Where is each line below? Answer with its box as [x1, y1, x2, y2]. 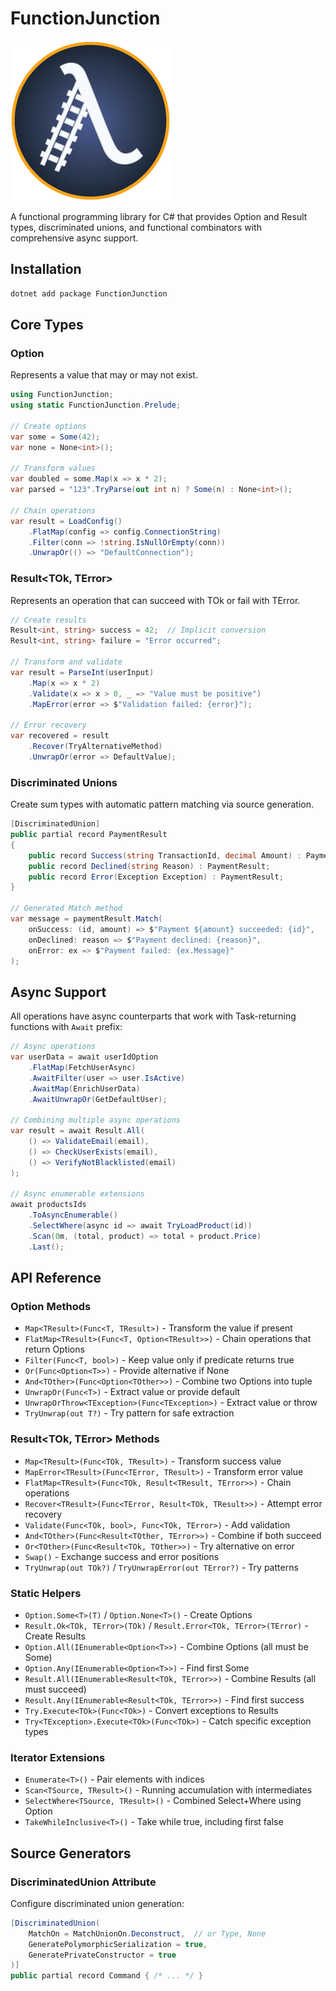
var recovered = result [10, 731, 110, 741]
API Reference [10, 1270, 102, 1287]
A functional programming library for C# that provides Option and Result [10, 210, 308, 222]
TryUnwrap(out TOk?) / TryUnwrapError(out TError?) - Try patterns [24, 1561, 299, 1573]
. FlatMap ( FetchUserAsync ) [28, 1062, 137, 1072]
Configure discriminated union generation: [10, 1897, 185, 1909]
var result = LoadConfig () [10, 516, 123, 526]
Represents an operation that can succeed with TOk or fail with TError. [10, 594, 301, 606]
